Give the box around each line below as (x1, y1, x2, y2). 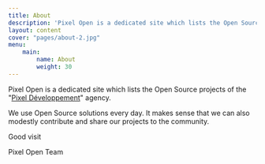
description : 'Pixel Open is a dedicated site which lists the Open (8, 19, 238, 27)
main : (22, 48, 41, 56)
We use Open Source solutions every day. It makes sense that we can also (8, 108, 250, 117)
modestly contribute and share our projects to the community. (8, 116, 210, 126)
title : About (8, 11, 51, 20)
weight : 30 (36, 63, 73, 71)
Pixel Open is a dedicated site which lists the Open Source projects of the (8, 84, 247, 94)
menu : (8, 41, 26, 49)
